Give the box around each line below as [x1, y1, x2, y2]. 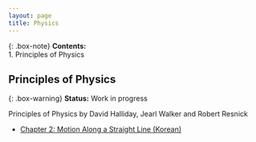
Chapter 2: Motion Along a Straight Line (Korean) [19, 124, 182, 134]
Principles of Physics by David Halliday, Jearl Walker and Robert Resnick [8, 109, 249, 119]
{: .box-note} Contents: [8, 41, 87, 50]
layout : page [8, 11, 52, 20]
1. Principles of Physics [8, 49, 85, 59]
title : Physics [8, 19, 59, 27]
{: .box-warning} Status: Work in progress [8, 93, 148, 104]
